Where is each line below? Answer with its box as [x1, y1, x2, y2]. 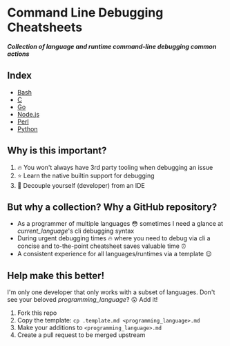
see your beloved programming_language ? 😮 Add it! [7, 296, 158, 304]
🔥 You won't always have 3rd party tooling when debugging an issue [17, 163, 213, 171]
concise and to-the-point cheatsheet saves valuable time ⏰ [17, 242, 186, 250]
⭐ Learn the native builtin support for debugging [17, 171, 155, 180]
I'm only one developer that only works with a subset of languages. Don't [7, 288, 215, 296]
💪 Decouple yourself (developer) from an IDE [17, 181, 145, 189]
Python [17, 124, 38, 133]
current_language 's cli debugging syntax [17, 227, 135, 236]
